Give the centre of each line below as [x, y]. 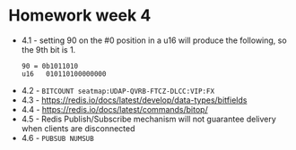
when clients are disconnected [78, 128]
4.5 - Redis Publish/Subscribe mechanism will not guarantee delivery [149, 119]
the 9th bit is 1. [48, 49]
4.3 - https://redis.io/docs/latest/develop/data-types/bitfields [134, 100]
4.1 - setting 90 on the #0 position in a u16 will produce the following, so [154, 40]
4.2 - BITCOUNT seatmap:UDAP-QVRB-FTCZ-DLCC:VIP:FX [118, 90]
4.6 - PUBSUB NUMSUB [58, 137]
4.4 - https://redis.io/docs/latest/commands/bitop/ [114, 109]
